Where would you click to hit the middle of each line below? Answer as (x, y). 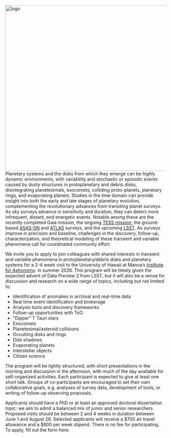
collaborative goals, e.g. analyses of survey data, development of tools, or (83, 388)
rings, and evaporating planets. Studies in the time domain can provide (79, 195)
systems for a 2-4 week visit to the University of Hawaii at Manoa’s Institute (84, 265)
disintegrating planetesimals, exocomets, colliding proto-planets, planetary (83, 190)
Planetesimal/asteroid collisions (46, 329)
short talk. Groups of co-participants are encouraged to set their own (78, 382)
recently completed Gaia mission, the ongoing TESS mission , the (73, 222)
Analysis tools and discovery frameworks (56, 307)
